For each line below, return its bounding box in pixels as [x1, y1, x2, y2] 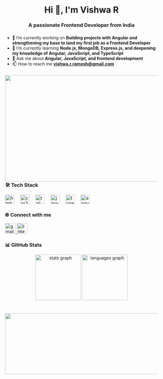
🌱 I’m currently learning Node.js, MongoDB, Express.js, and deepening [12, 45, 156, 51]
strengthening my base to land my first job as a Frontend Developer [12, 40, 151, 46]
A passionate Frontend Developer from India [28, 22, 135, 29]
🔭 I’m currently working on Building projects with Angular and [12, 35, 137, 41]
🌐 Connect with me [5, 212, 51, 218]
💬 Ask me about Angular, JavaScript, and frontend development [12, 55, 143, 61]
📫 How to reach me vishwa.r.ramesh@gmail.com [12, 61, 114, 67]
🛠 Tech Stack [5, 181, 38, 188]
